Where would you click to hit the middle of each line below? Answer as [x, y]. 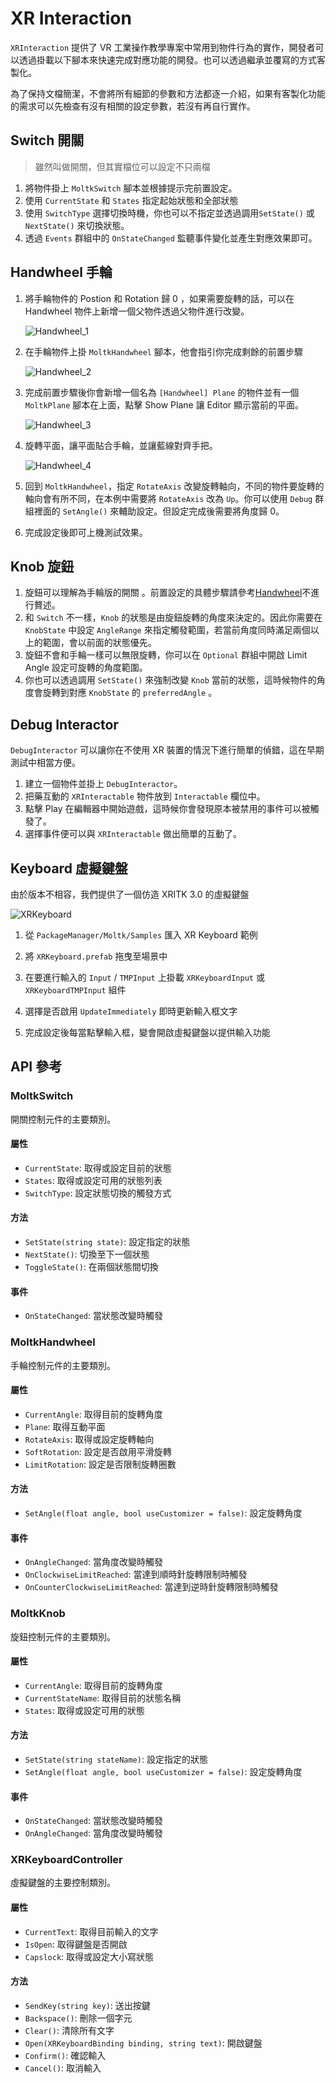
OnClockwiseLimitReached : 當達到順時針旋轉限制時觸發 [136, 1574]
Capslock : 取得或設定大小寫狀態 [89, 1956]
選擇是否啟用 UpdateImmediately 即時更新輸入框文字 [131, 1011]
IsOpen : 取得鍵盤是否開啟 [76, 1944]
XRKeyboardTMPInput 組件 [75, 990]
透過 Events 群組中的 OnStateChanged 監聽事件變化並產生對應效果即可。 [171, 238]
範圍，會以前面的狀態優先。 [99, 643]
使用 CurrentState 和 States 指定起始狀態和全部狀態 [131, 200]
